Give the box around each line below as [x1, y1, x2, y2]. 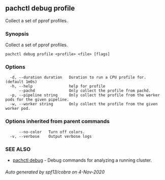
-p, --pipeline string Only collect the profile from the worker [10, 93, 160, 98]
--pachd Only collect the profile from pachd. [18, 88, 151, 94]
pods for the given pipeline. [5, 97, 70, 102]
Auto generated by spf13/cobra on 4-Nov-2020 [5, 169, 105, 175]
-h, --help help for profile [10, 84, 106, 89]
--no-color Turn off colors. [18, 129, 85, 134]
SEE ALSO [5, 145, 31, 153]
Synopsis [5, 30, 29, 37]
